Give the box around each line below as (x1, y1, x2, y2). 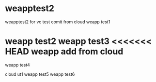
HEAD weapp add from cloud (5, 46, 124, 57)
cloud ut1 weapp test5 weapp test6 (5, 71, 75, 77)
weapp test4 (5, 62, 30, 68)
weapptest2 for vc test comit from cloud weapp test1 (5, 19, 110, 25)
